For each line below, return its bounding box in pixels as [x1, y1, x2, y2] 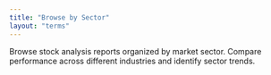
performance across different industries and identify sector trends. [9, 55, 256, 66]
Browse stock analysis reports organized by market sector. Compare [9, 46, 262, 56]
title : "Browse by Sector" [9, 12, 110, 22]
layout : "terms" [9, 21, 70, 30]
